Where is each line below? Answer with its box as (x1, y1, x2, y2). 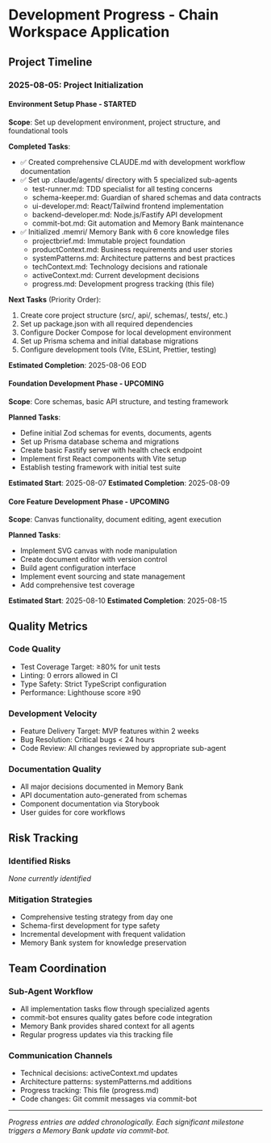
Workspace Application (8, 23, 170, 41)
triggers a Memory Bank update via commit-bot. (8, 1126, 170, 1136)
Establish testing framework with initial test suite (19, 462, 181, 472)
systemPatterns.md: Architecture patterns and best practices (31, 253, 236, 263)
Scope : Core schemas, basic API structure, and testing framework (8, 396, 228, 406)
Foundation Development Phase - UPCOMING (8, 378, 165, 389)
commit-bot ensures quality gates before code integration (19, 1013, 213, 1023)
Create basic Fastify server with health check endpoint (19, 445, 202, 454)
